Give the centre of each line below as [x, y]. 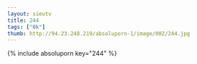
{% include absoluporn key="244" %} [62, 53]
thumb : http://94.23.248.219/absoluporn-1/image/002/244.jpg [99, 33]
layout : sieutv [30, 14]
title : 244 [23, 20]
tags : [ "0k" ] [26, 27]
